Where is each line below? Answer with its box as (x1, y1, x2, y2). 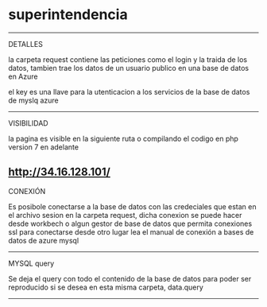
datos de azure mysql (8, 235, 79, 245)
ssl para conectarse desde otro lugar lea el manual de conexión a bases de (8, 227, 254, 236)
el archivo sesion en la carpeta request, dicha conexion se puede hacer (8, 210, 242, 220)
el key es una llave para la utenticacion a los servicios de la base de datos (8, 87, 250, 96)
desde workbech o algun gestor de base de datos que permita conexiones (8, 219, 253, 228)
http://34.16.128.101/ (8, 165, 111, 179)
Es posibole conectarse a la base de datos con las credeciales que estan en (8, 201, 257, 212)
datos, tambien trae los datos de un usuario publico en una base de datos (8, 63, 250, 72)
